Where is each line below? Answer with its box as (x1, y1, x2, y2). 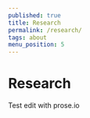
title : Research (8, 19, 61, 27)
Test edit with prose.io (8, 101, 80, 110)
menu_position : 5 (8, 41, 65, 49)
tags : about (8, 33, 47, 42)
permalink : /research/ (8, 26, 82, 34)
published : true (8, 11, 61, 20)
